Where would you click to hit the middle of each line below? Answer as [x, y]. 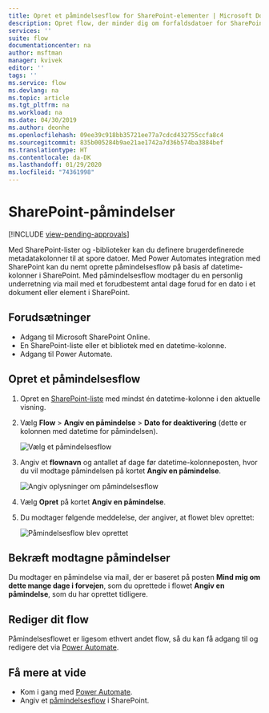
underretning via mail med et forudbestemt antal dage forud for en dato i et [132, 284]
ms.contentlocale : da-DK [50, 157]
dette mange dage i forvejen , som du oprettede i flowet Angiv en [116, 585]
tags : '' [23, 75]
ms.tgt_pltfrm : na [39, 105]
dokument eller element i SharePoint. [69, 292]
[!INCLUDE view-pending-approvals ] [69, 234]
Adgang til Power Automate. [66, 354]
